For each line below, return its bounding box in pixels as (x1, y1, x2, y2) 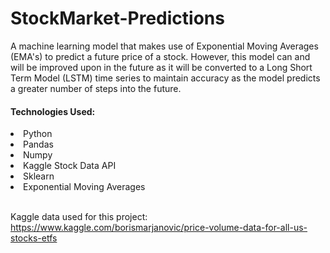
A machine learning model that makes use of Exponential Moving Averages (10, 40, 319, 52)
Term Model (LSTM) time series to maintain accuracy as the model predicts (10, 72, 321, 84)
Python (23, 128, 53, 140)
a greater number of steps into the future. (10, 82, 182, 94)
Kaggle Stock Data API (23, 160, 117, 172)
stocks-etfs (10, 232, 58, 244)
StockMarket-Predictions (10, 7, 225, 30)
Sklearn (23, 170, 55, 182)
